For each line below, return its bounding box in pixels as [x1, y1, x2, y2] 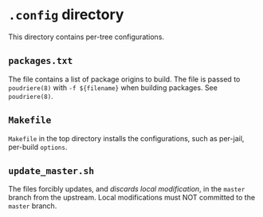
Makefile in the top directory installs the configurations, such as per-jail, [8, 133, 245, 143]
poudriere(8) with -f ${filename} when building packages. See [8, 82, 218, 93]
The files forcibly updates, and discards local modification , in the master [8, 184, 245, 194]
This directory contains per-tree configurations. [8, 32, 165, 41]
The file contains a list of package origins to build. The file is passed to [8, 74, 241, 84]
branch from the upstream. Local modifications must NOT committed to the [8, 193, 256, 203]
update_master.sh [8, 165, 94, 176]
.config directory [8, 6, 124, 24]
